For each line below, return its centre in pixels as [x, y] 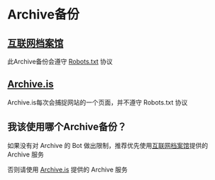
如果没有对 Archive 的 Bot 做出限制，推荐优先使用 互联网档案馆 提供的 [108, 145]
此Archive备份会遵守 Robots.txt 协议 [60, 62]
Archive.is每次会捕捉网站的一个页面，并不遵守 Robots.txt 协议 [98, 102]
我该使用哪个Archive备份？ [67, 127]
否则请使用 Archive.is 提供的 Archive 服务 [67, 169]
